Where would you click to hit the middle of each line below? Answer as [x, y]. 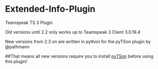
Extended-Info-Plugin [50, 9]
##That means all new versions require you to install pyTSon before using [79, 56]
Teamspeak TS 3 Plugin [29, 23]
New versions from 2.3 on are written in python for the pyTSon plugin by [78, 41]
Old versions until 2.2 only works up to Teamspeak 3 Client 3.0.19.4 [73, 32]
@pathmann [17, 46]
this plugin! [16, 61]
